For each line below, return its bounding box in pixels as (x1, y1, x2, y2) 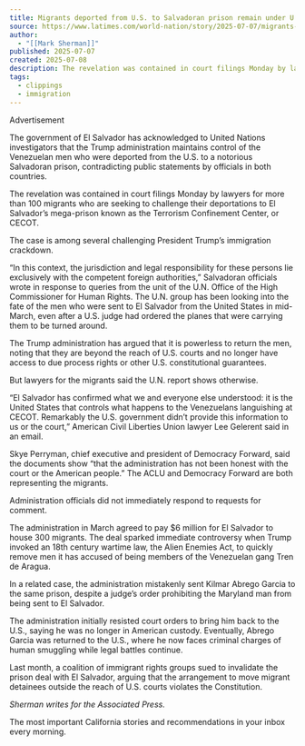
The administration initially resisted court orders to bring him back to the (9, 615, 280, 626)
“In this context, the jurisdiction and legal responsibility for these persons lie (9, 262, 293, 273)
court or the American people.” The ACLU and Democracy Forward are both (9, 467, 293, 478)
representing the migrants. (9, 477, 109, 488)
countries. (9, 170, 47, 182)
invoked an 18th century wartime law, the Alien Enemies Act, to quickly (9, 542, 274, 552)
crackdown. (9, 244, 54, 255)
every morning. (9, 726, 66, 737)
